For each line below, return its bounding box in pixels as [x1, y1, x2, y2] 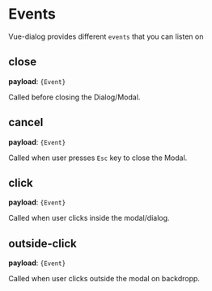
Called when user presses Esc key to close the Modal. [8, 153, 188, 162]
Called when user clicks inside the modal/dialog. [8, 213, 170, 223]
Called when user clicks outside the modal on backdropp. [8, 274, 201, 284]
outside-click [8, 236, 77, 251]
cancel [8, 116, 44, 129]
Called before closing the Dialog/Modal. [8, 92, 141, 102]
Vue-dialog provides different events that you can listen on [8, 32, 204, 41]
